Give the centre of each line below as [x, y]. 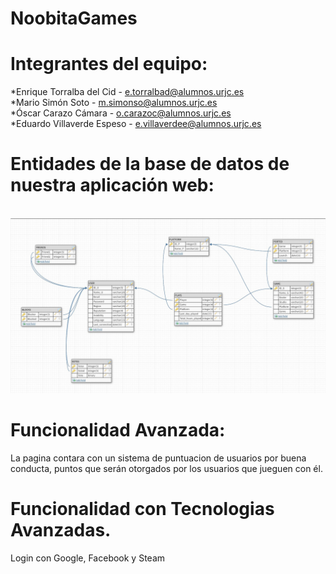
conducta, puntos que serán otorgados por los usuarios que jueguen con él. [166, 468]
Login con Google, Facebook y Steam [88, 558]
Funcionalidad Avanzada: [118, 429]
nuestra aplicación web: [112, 185]
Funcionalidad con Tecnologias [142, 508]
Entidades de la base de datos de [150, 164]
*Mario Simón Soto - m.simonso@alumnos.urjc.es [114, 103]
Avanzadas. [61, 529]
